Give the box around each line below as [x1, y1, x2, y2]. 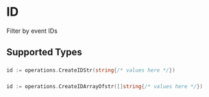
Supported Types [6, 46, 83, 58]
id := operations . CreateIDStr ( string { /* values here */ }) [6, 67, 175, 74]
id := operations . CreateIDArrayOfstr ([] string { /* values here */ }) [6, 83, 204, 90]
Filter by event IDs [6, 27, 58, 35]
